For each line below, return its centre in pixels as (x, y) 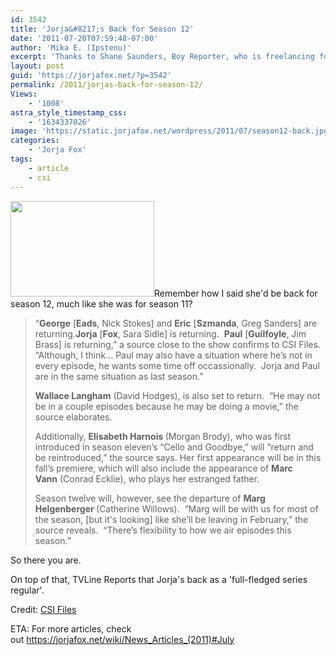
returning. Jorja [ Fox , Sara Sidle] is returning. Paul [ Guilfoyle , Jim (170, 333)
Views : (24, 94)
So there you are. (46, 560)
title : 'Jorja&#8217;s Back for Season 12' (102, 29)
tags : (21, 159)
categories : (35, 141)
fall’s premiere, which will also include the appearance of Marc (163, 468)
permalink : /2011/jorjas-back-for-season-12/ (106, 85)
